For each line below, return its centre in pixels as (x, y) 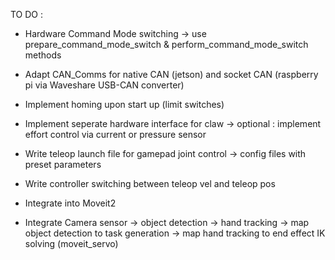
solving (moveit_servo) (71, 243)
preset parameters (63, 164)
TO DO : (27, 14)
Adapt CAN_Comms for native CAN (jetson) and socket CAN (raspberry (171, 74)
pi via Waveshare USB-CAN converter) (104, 85)
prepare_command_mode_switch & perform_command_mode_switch (166, 44)
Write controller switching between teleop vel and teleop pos (150, 183)
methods (43, 55)
